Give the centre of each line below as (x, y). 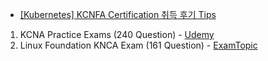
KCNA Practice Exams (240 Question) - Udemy (117, 34)
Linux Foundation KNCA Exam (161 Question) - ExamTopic (138, 45)
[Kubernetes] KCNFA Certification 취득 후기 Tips (118, 14)
